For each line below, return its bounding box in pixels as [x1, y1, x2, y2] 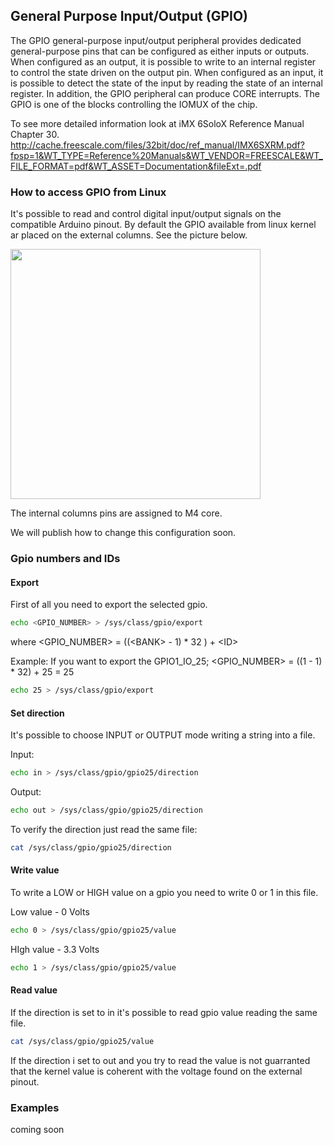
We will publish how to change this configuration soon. [10, 527, 237, 539]
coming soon [10, 1124, 65, 1136]
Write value [10, 864, 60, 876]
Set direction [10, 707, 65, 719]
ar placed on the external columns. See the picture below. [10, 229, 248, 241]
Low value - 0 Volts [10, 906, 90, 918]
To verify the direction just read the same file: [10, 823, 198, 835]
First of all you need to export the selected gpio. [10, 599, 208, 611]
